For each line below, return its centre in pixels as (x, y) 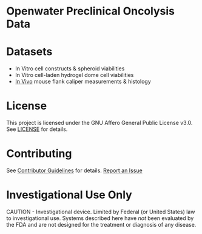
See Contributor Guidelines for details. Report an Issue (74, 170)
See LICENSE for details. (37, 129)
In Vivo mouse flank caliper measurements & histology (83, 82)
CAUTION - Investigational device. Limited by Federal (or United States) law (101, 212)
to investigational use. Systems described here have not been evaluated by (100, 218)
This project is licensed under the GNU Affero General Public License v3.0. (99, 123)
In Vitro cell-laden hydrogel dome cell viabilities (74, 75)
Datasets (29, 52)
